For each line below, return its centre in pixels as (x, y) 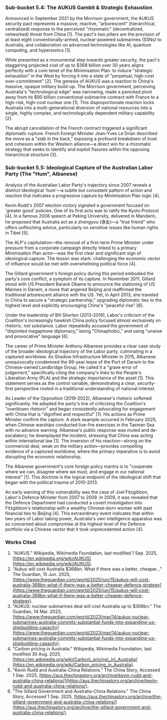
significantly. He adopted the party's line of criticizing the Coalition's (76, 403)
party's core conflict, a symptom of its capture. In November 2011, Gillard (80, 279)
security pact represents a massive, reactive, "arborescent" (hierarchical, (81, 24)
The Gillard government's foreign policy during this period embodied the (79, 273)
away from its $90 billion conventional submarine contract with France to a (82, 97)
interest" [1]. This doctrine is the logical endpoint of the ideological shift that (83, 477)
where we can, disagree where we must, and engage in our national (75, 471)
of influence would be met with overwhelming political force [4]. (71, 264)
